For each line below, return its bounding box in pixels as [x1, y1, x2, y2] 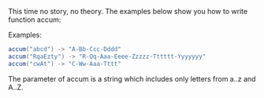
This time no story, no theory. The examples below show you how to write [8, 7, 248, 16]
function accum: [8, 15, 61, 24]
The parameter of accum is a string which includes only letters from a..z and [8, 74, 256, 83]
